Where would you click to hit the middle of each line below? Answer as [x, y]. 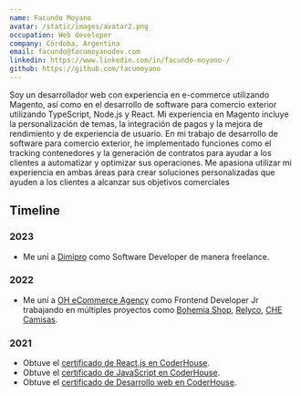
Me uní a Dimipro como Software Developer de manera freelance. [146, 256]
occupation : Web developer [61, 35]
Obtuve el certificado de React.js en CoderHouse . [116, 363]
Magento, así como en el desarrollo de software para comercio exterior [143, 104]
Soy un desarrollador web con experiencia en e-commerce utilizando [140, 94]
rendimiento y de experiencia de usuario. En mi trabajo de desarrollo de [144, 133]
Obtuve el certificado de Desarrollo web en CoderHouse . [130, 382]
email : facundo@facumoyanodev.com [75, 52]
